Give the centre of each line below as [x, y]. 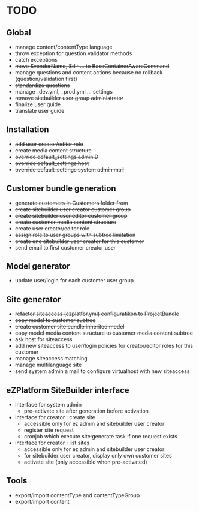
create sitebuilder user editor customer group [71, 215]
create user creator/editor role [52, 228]
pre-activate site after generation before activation [86, 411]
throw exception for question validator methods [73, 53]
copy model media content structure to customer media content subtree [104, 333]
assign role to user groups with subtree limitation [75, 235]
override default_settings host [52, 163]
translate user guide [40, 111]
